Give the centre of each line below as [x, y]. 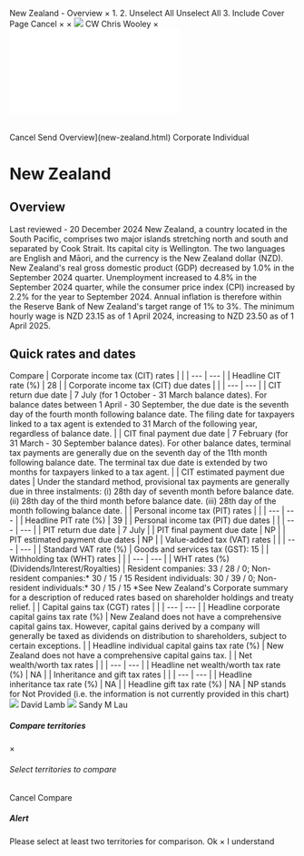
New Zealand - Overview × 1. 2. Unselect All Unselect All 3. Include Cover [147, 13]
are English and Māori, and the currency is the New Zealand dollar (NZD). [147, 258]
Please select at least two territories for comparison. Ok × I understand [142, 841]
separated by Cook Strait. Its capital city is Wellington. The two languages [147, 248]
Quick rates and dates [73, 354]
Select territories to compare [63, 769]
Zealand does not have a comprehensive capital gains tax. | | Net [131, 655]
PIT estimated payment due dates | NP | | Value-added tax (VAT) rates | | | [147, 540]
